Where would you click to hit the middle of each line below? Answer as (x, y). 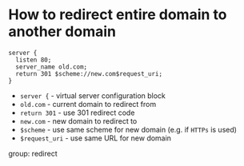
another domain (62, 32)
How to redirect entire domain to (118, 15)
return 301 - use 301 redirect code (77, 113)
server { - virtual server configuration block (93, 95)
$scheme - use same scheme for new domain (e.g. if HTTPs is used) (128, 129)
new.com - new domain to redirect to (78, 121)
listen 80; (34, 60)
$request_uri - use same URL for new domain (96, 138)
